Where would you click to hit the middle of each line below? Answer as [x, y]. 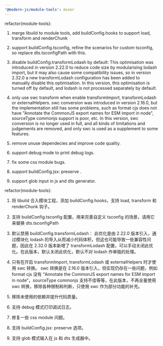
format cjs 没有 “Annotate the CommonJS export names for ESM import [83, 274]
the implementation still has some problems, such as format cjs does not [84, 108]
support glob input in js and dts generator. [54, 181]
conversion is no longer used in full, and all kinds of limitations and [78, 123]
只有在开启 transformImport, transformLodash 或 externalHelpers [77, 262]
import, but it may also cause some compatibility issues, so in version [81, 72]
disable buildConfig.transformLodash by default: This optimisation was [82, 62]
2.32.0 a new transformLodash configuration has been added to [76, 77]
